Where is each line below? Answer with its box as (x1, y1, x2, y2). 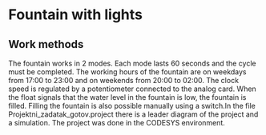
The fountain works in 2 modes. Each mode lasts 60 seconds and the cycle (8, 58, 256, 68)
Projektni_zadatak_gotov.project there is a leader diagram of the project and (8, 109, 259, 119)
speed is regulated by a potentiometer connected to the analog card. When (8, 84, 256, 93)
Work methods (8, 38, 84, 51)
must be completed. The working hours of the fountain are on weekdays (8, 67, 247, 77)
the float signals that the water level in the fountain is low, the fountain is (8, 93, 247, 101)
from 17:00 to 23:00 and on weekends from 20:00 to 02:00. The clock (8, 76, 239, 85)
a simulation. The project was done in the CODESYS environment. (8, 118, 226, 127)
